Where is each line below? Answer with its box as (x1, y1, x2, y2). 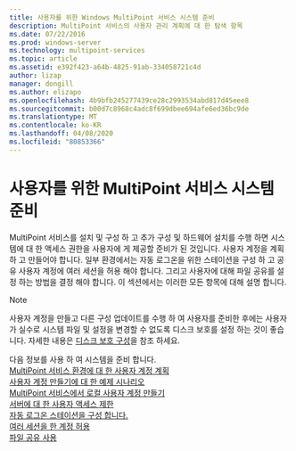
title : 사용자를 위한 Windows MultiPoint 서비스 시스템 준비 (9, 12, 215, 22)
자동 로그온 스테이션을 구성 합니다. (9, 409, 128, 420)
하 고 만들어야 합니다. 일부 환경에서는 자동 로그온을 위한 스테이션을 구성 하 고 (9, 254, 275, 265)
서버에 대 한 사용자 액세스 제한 (9, 398, 114, 409)
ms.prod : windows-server (9, 37, 102, 47)
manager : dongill (9, 79, 74, 88)
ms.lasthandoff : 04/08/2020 (9, 129, 114, 138)
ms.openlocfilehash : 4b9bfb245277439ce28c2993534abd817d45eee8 (9, 95, 250, 105)
